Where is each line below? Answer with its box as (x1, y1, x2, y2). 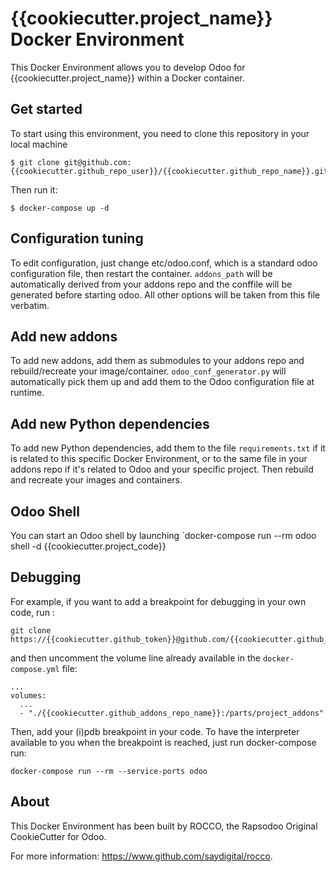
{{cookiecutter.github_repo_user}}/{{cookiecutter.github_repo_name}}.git (10, 166, 329, 176)
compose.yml (10, 664, 60, 674)
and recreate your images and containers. (10, 474, 183, 486)
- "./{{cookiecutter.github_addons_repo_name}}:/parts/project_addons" (19, 708, 325, 718)
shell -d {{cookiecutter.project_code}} (10, 540, 167, 552)
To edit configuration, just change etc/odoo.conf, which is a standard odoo (10, 257, 318, 269)
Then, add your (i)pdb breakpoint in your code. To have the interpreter (10, 725, 300, 737)
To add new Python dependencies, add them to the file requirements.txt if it (10, 442, 326, 454)
